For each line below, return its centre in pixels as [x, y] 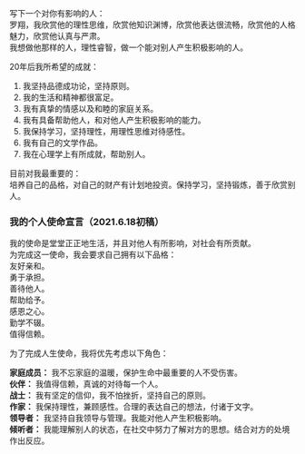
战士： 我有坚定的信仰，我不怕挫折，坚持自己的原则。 [110, 395]
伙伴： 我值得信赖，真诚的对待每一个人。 [86, 384]
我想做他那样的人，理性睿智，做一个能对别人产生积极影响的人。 [128, 47]
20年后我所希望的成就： [54, 67]
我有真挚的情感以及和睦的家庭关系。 [90, 109]
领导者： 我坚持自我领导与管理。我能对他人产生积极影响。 [118, 418]
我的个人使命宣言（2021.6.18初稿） [87, 222]
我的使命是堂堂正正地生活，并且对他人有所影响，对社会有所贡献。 [133, 243]
